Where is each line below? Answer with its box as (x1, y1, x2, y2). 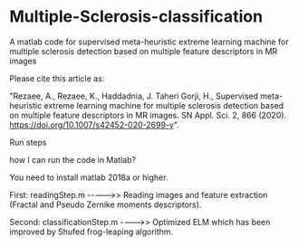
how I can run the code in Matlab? (9, 154, 137, 165)
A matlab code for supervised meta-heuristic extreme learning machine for (9, 36, 289, 47)
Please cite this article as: (9, 72, 105, 83)
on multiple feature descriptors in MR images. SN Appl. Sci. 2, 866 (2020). (9, 109, 287, 120)
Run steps (9, 137, 47, 147)
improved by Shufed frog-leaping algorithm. (9, 226, 174, 237)
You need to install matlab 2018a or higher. (9, 172, 168, 183)
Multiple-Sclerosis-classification (9, 6, 264, 27)
